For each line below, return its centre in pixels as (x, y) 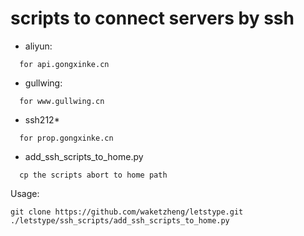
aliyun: (38, 46)
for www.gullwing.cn (62, 101)
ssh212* (42, 119)
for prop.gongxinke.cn (66, 138)
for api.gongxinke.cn (64, 64)
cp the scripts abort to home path (93, 175)
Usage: (25, 193)
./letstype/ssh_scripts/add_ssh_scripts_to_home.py (120, 220)
